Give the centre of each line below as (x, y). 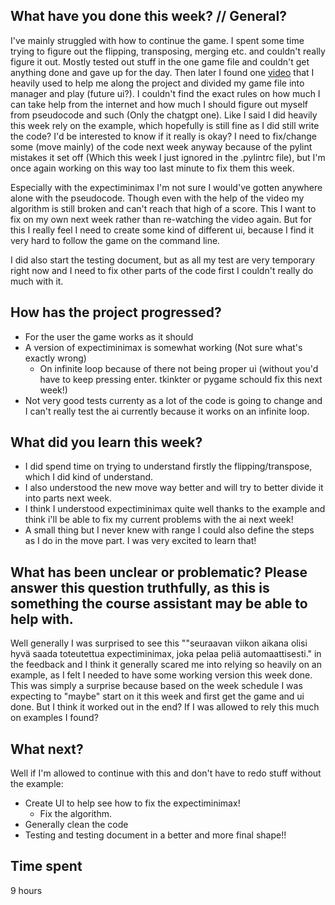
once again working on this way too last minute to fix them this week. (152, 168)
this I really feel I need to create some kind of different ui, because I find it (162, 230)
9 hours (26, 890)
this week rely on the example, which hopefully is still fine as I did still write (165, 125)
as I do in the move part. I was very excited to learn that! (140, 541)
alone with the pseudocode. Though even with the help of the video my (157, 198)
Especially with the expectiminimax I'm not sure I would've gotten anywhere (166, 187)
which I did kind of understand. (89, 477)
